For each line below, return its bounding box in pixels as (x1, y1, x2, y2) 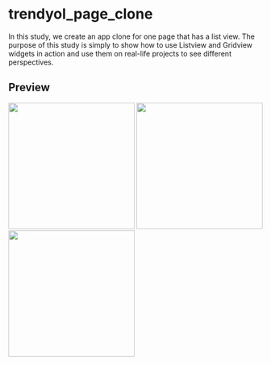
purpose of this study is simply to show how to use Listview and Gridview (8, 40, 252, 49)
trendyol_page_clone (8, 5, 153, 23)
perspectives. (8, 57, 54, 67)
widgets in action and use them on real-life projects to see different (8, 48, 232, 58)
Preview (8, 81, 51, 94)
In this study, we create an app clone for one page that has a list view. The (8, 31, 256, 41)
